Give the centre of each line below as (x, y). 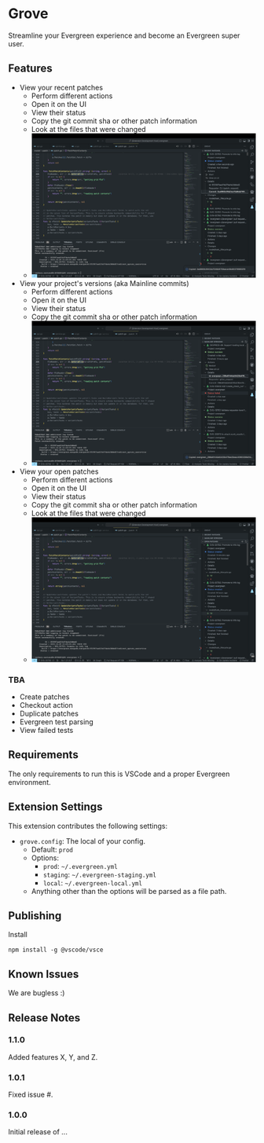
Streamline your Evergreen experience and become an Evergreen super (124, 35)
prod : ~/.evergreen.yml (80, 866)
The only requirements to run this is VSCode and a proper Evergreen (119, 774)
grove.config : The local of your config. (82, 841)
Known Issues (44, 974)
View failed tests (46, 730)
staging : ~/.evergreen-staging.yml (100, 874)
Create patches (44, 697)
